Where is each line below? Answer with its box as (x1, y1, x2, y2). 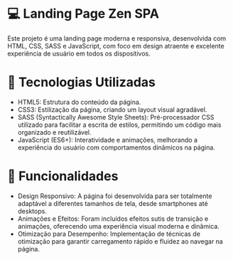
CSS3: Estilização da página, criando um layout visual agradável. (17, 105, 207, 114)
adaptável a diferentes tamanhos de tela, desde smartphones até (17, 199, 208, 207)
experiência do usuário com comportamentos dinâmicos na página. (17, 143, 215, 152)
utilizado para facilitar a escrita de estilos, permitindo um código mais (17, 120, 222, 129)
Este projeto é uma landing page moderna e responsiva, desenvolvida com (7, 33, 227, 43)
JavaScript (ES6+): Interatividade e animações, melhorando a (17, 135, 197, 144)
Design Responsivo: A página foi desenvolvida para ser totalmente (17, 192, 212, 200)
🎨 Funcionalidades (7, 168, 119, 184)
